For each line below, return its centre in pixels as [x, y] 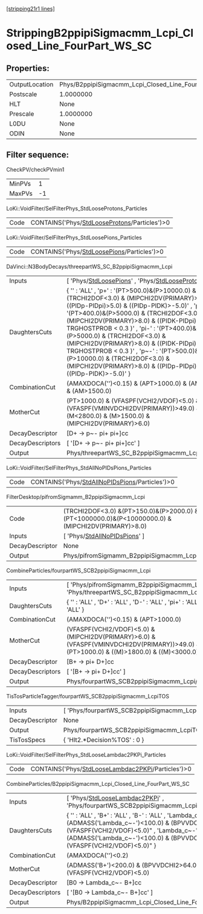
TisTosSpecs [27, 739]
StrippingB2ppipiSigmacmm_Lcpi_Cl [100, 33]
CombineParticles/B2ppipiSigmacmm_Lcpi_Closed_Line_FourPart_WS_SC [98, 784]
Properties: [28, 68]
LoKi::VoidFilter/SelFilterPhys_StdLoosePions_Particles [74, 237]
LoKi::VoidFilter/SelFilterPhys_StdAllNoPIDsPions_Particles [79, 468]
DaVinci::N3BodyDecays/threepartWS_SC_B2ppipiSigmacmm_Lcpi [89, 266]
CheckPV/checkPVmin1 [35, 169]
